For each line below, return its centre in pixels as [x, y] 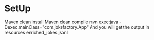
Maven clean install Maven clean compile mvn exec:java [62, 22]
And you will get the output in [120, 27]
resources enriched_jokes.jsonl [36, 32]
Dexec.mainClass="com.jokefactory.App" [47, 27]
